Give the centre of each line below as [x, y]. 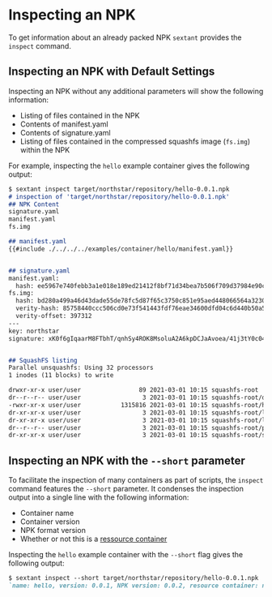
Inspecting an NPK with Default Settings [112, 72]
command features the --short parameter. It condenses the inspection [126, 489]
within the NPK [45, 150]
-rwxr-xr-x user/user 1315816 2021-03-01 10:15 [108, 405]
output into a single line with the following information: [99, 497]
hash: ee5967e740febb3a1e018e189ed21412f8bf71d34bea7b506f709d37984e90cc [142, 286]
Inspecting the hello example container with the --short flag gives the [126, 555]
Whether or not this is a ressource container [93, 539]
